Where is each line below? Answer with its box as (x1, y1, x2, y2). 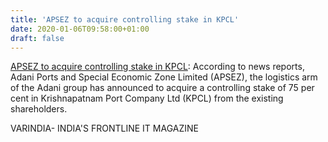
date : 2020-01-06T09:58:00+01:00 (10, 24, 150, 34)
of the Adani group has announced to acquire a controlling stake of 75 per (10, 82, 315, 94)
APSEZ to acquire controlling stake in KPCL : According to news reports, (10, 61, 305, 73)
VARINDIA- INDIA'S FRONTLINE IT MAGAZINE (10, 122, 199, 135)
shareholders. (10, 103, 68, 115)
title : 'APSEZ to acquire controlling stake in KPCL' (10, 14, 240, 25)
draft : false (10, 33, 65, 43)
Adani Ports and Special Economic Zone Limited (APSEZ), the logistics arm (10, 71, 318, 83)
